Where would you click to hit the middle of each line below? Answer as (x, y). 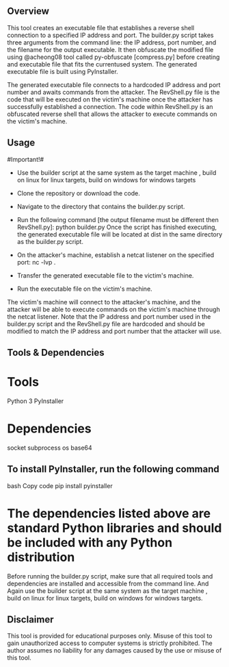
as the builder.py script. (50, 241)
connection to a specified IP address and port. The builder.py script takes (110, 35)
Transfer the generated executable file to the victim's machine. (105, 275)
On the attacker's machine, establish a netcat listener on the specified (116, 255)
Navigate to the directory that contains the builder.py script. (101, 206)
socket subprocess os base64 (50, 448)
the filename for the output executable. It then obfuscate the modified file (110, 49)
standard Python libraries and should (114, 528)
